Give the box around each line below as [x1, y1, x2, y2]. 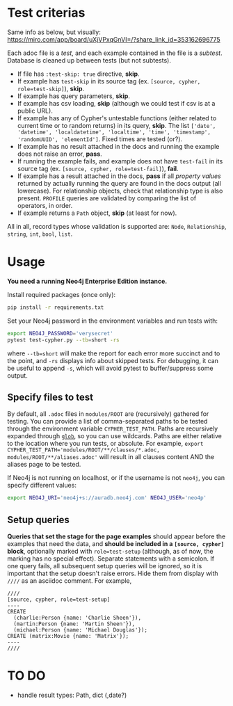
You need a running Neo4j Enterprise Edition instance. [7, 277, 168, 285]
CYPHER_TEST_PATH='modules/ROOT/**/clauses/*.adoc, [7, 447, 160, 454]
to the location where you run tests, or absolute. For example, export [7, 440, 204, 448]
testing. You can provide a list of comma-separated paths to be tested [7, 417, 208, 426]
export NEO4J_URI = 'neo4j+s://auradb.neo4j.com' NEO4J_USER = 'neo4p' [7, 495, 207, 502]
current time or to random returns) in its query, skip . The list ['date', [17, 121, 216, 129]
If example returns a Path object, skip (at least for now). [17, 209, 177, 217]
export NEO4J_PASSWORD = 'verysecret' [7, 330, 113, 337]
